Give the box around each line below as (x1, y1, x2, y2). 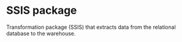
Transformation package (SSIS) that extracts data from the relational (6, 23, 176, 31)
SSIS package (6, 4, 77, 17)
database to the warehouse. (6, 29, 76, 37)
